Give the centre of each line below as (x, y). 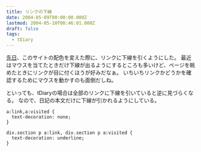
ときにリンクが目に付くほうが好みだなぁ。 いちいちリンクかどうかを (101, 72)
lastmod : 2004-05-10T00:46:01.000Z (51, 23)
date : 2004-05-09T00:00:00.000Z (46, 17)
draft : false (22, 29)
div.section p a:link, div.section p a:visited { (70, 133)
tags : (13, 34)
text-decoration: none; (41, 117)
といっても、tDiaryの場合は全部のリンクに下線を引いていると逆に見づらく (97, 93)
